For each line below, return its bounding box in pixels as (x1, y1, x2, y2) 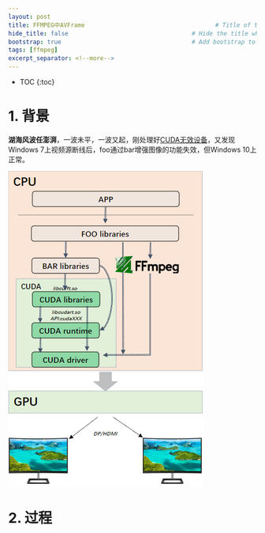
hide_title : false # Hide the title (8, 29, 248, 37)
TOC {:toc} (19, 77, 55, 86)
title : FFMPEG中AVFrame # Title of (8, 21, 251, 29)
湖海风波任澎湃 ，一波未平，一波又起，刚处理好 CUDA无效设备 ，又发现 (8, 134, 235, 144)
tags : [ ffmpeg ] (8, 46, 58, 55)
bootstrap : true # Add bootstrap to (8, 38, 256, 46)
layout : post (8, 13, 51, 21)
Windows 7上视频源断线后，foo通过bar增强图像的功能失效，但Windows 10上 (8, 145, 257, 154)
